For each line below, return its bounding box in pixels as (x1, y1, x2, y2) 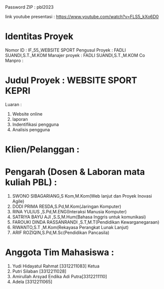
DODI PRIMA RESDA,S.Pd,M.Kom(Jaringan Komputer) (12, 203, 122, 209)
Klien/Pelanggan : (5, 144, 80, 155)
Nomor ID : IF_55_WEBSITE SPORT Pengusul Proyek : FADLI (5, 47, 127, 53)
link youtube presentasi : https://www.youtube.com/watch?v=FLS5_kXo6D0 (5, 14, 159, 19)
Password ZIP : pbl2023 (5, 4, 54, 10)
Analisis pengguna (12, 126, 50, 132)
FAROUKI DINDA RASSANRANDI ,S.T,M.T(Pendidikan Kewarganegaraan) (12, 219, 160, 225)
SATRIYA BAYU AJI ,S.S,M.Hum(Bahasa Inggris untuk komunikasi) (12, 214, 146, 220)
